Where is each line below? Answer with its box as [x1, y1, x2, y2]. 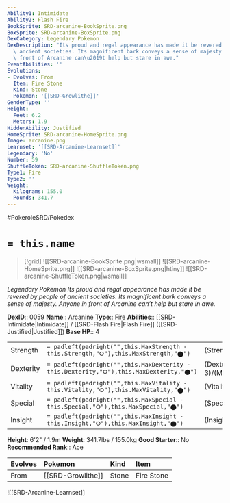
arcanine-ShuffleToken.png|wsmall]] [23, 272, 127, 280]
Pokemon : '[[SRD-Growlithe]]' [13, 93, 99, 100]
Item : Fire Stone [13, 80, 63, 87]
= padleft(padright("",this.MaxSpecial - [47, 396, 183, 404]
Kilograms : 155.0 [13, 188, 63, 195]
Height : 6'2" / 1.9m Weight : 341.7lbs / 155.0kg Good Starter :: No [7, 435, 190, 443]
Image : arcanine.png [7, 138, 66, 144]
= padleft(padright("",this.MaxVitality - [47, 379, 187, 387]
